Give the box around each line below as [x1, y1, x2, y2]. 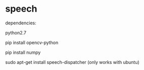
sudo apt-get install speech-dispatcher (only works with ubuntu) [5, 59, 140, 65]
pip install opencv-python [5, 39, 59, 46]
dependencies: [5, 20, 36, 26]
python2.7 [5, 29, 27, 36]
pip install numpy [5, 49, 41, 55]
